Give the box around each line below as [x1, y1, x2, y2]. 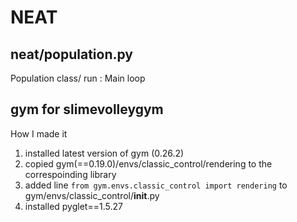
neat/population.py [10, 46, 133, 63]
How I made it [10, 127, 68, 140]
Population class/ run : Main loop [10, 72, 146, 84]
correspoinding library [24, 168, 117, 180]
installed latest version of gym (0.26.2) [24, 147, 185, 159]
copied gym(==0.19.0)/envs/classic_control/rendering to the [24, 157, 273, 170]
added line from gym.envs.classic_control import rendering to [24, 179, 288, 191]
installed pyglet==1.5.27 [24, 200, 123, 212]
